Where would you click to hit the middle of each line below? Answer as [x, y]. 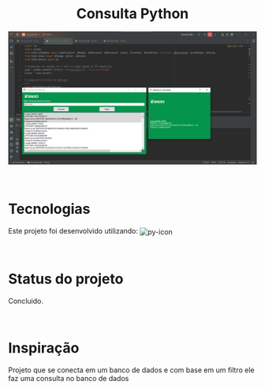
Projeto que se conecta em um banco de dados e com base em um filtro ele [131, 370]
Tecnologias [49, 209]
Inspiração [44, 348]
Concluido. [26, 301]
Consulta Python [132, 14]
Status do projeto [66, 279]
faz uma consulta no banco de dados [69, 378]
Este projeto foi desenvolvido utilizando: [73, 231]
